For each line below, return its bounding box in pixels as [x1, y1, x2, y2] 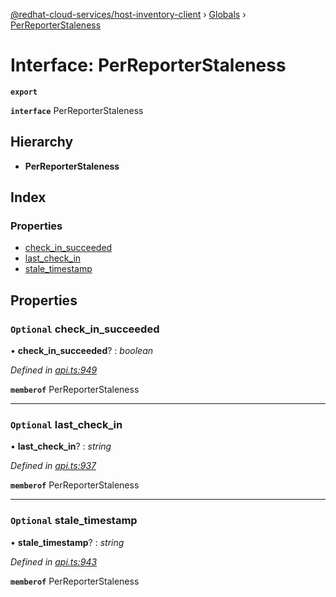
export [10, 87, 38, 97]
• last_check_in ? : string [10, 440, 112, 453]
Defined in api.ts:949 [10, 364, 98, 376]
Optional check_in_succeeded [10, 322, 160, 336]
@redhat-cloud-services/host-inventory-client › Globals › [10, 9, 247, 20]
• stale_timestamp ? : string [10, 536, 125, 548]
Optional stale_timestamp [10, 514, 138, 528]
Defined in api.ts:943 [10, 555, 98, 568]
